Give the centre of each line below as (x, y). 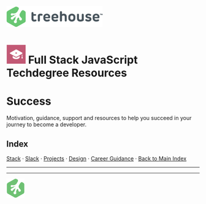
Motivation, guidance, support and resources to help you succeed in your (99, 118)
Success (29, 101)
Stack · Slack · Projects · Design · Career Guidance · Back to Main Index (97, 159)
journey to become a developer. (47, 124)
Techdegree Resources (67, 73)
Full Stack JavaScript (83, 60)
